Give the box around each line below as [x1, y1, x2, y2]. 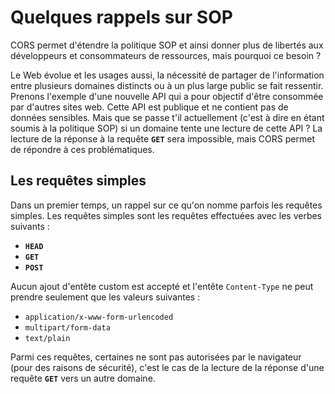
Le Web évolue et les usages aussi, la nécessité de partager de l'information [10, 69, 325, 81]
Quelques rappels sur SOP [10, 6, 233, 29]
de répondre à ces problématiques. [10, 143, 155, 155]
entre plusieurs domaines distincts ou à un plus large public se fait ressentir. [10, 79, 324, 91]
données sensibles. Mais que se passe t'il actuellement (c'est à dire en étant [10, 111, 325, 123]
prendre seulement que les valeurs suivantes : [10, 291, 201, 303]
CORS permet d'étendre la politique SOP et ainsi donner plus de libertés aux [10, 39, 324, 51]
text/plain [24, 333, 71, 343]
